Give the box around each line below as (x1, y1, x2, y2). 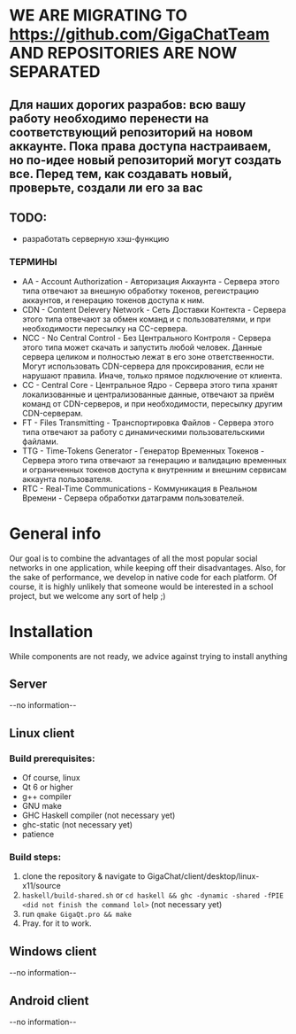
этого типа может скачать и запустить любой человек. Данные (21, 342, 262, 353)
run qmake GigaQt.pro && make (21, 909, 133, 920)
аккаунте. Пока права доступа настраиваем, (9, 138, 271, 153)
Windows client (9, 944, 97, 959)
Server (9, 676, 48, 691)
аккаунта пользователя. (21, 473, 113, 484)
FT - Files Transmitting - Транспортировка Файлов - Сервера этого (21, 417, 274, 428)
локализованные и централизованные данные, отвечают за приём (21, 389, 275, 400)
